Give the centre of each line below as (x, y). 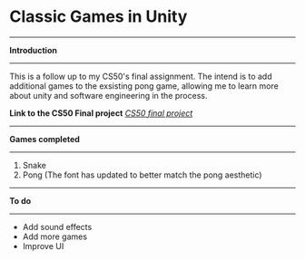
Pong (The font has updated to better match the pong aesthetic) (142, 175)
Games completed (44, 139)
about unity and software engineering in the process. (108, 95)
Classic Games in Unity (98, 17)
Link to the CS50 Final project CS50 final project (101, 113)
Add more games (55, 236)
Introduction (33, 50)
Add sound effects (57, 226)
